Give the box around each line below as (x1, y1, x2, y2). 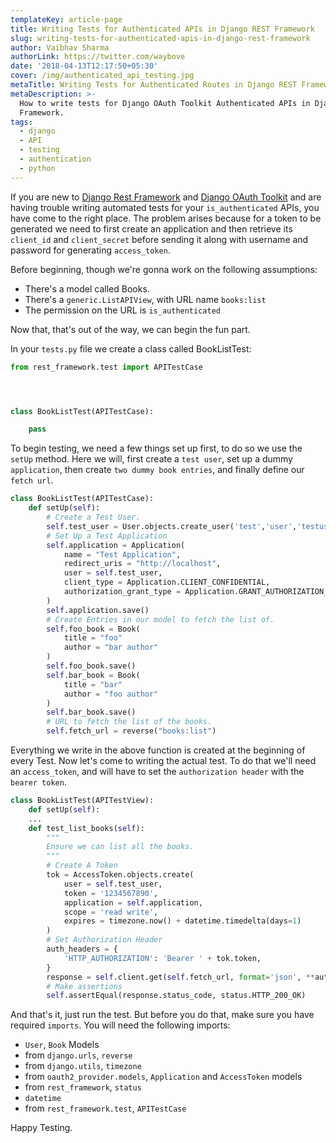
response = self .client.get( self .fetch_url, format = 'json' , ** (46, 972, 315, 982)
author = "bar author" (63, 642, 159, 653)
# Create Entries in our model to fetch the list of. (46, 614, 275, 625)
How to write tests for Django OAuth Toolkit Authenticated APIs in (19, 98, 311, 108)
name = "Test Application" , (63, 549, 182, 560)
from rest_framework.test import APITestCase (10, 362, 203, 372)
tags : (10, 117, 33, 127)
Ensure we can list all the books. (46, 842, 195, 852)
